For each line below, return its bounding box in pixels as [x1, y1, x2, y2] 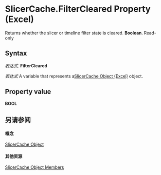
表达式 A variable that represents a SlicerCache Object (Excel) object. [5, 73, 143, 79]
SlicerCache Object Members [5, 164, 64, 170]
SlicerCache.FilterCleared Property [5, 3, 151, 15]
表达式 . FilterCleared [5, 62, 48, 69]
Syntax [5, 49, 27, 58]
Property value [5, 88, 51, 96]
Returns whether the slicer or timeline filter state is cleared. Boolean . [5, 30, 143, 36]
